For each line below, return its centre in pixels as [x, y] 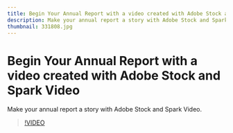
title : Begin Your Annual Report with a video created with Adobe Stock [114, 14]
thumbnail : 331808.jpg [40, 26]
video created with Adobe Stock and [114, 75]
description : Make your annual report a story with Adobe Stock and [108, 20]
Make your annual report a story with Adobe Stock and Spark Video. [105, 109]
